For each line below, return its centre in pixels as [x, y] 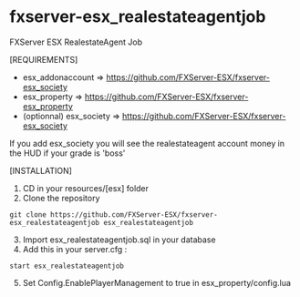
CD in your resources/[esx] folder [85, 188]
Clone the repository [61, 198]
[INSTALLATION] [41, 170]
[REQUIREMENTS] [44, 59]
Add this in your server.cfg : [75, 249]
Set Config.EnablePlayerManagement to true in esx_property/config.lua [157, 282]
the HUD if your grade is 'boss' [67, 153]
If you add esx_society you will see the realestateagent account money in [147, 143]
